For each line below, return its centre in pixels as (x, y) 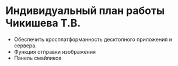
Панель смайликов (38, 58)
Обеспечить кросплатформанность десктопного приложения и (93, 39)
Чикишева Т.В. (43, 23)
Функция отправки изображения (55, 51)
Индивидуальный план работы (85, 11)
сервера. (25, 46)
